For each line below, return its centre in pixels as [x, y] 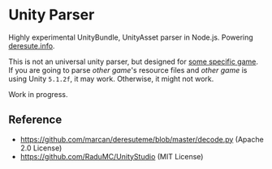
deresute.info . [32, 45]
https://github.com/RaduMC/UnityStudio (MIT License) [112, 156]
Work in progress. [38, 94]
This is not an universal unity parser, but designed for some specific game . [133, 61]
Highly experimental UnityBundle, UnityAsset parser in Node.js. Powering [131, 37]
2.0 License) [41, 148]
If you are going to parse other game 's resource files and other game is [128, 70]
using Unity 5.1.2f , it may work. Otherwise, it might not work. [111, 78]
